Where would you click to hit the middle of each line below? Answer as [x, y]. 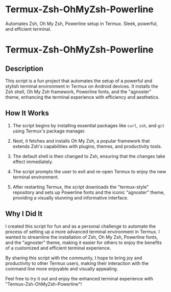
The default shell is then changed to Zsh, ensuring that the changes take [89, 156]
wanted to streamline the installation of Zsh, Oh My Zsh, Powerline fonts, [82, 237]
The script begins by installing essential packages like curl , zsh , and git [89, 125]
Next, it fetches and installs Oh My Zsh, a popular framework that [81, 141]
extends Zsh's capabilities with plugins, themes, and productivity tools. [87, 146]
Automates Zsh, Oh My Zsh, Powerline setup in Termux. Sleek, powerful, [82, 24]
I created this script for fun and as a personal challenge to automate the [81, 226]
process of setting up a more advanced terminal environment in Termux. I [82, 232]
